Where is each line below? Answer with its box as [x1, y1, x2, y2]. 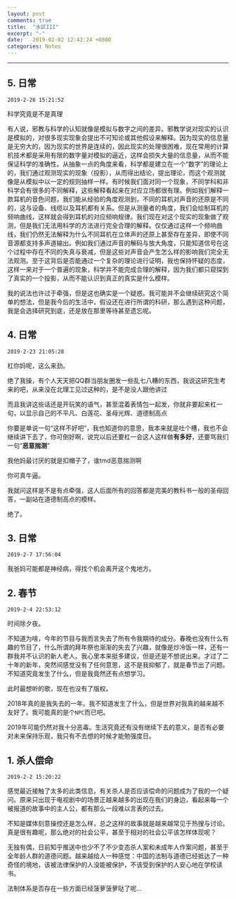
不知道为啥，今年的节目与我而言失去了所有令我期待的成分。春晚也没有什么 [7, 634, 223, 643]
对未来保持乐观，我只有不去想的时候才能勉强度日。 [7, 732, 155, 740]
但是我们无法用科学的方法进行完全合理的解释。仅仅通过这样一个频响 [19, 221, 216, 229]
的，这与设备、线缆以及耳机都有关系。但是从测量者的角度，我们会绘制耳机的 [7, 203, 229, 212]
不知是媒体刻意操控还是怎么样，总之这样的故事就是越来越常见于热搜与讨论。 [7, 820, 229, 828]
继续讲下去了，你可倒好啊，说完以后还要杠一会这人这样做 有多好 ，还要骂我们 [7, 432, 229, 441]
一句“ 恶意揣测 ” [7, 441, 51, 450]
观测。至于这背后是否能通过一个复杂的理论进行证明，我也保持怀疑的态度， [13, 256, 229, 264]
